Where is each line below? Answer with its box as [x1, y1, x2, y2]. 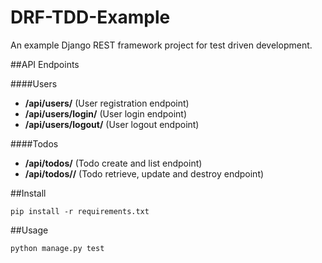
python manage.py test [10, 243, 105, 253]
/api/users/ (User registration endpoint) [24, 97, 190, 109]
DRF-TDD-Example [10, 6, 171, 29]
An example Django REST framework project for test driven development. [10, 39, 313, 51]
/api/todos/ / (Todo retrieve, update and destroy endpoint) [24, 167, 265, 180]
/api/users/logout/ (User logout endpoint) [24, 118, 200, 130]
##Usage [10, 224, 49, 236]
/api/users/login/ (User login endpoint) [24, 107, 187, 120]
